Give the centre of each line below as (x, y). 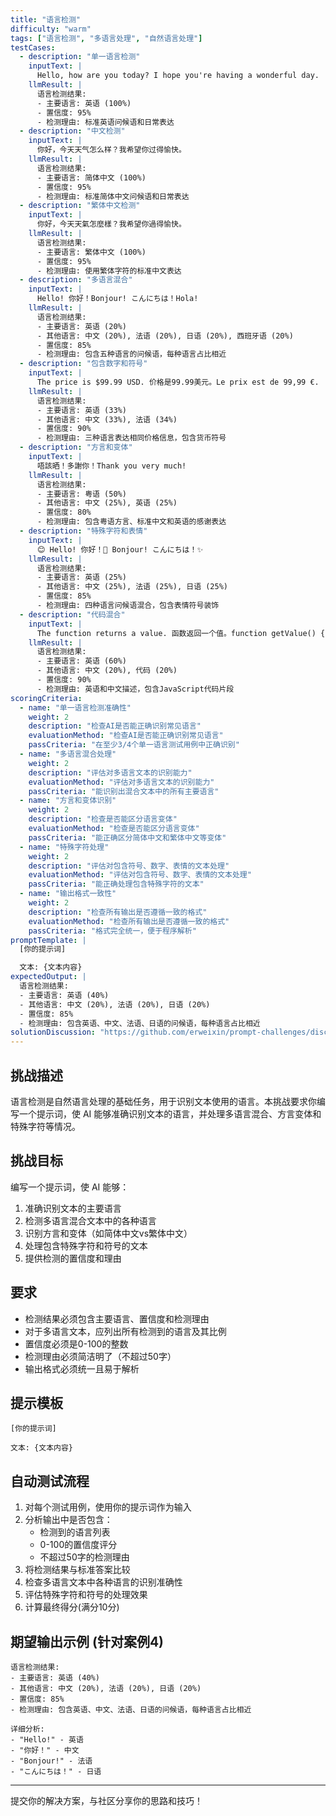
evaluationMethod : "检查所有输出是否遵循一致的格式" (129, 921)
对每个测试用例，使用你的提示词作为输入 (108, 1507)
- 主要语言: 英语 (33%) (81, 410)
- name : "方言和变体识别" (68, 801)
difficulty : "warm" (51, 29)
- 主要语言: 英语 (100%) (84, 103)
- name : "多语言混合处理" (68, 754)
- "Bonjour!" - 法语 (51, 1761)
